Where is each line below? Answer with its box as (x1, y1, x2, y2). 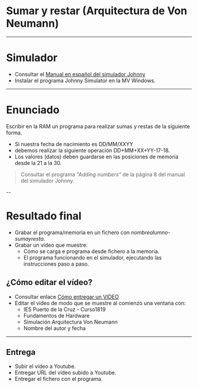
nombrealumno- (131, 229, 171, 236)
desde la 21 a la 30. (14, 159, 62, 166)
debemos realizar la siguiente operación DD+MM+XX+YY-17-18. (14, 147, 170, 154)
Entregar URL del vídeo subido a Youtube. (14, 369, 117, 376)
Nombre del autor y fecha (23, 324, 86, 332)
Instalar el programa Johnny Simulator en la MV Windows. (14, 77, 156, 84)
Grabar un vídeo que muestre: (14, 241, 88, 248)
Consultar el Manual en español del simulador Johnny (14, 70, 146, 77)
